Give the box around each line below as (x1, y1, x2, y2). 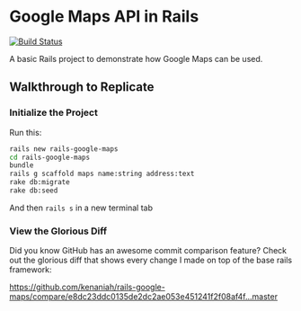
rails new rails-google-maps (9, 144, 119, 154)
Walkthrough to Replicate (9, 79, 155, 95)
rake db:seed (9, 186, 58, 195)
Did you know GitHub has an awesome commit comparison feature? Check (9, 245, 288, 256)
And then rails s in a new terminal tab (9, 202, 153, 213)
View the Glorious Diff (9, 225, 108, 237)
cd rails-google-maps (9, 153, 91, 162)
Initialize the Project (9, 106, 99, 119)
